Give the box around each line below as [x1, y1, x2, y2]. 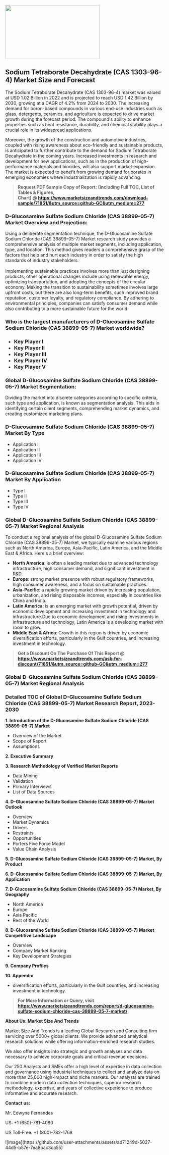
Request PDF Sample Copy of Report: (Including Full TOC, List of [17, 184, 155, 190]
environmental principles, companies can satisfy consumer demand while [5, 300, 158, 307]
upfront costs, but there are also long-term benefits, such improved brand [5, 289, 158, 295]
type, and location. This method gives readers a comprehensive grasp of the [5, 246, 164, 253]
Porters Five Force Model [12, 841, 65, 847]
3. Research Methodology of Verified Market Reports [5, 763, 118, 769]
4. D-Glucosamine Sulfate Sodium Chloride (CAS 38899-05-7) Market [5, 798, 154, 805]
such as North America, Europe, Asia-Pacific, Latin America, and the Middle [5, 545, 162, 551]
